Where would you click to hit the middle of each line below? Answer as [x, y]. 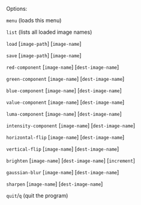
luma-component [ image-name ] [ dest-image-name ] [64, 114]
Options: [17, 9]
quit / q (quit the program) [37, 196]
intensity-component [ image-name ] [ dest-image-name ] [71, 125]
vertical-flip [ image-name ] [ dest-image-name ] [63, 149]
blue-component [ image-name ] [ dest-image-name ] [64, 90]
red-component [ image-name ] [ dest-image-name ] [63, 67]
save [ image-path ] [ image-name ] [44, 55]
